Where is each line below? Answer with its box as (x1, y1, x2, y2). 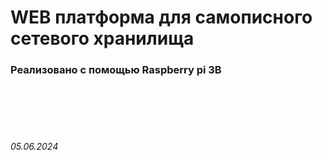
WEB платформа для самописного (10, 6, 313, 29)
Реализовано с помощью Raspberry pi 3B (10, 63, 222, 77)
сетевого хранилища (10, 27, 195, 50)
